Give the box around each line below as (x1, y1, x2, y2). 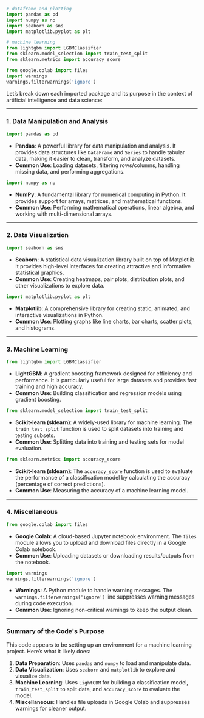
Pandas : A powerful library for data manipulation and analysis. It (15, 142, 176, 149)
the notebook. (15, 558, 50, 566)
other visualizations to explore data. (15, 282, 105, 289)
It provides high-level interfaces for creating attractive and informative (15, 262, 191, 269)
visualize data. (15, 672, 52, 680)
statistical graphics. (15, 269, 64, 276)
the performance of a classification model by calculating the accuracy (15, 474, 191, 481)
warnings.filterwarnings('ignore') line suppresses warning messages (15, 593, 195, 600)
